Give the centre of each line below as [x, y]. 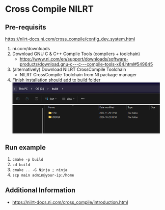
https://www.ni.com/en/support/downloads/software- [74, 59]
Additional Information [40, 190]
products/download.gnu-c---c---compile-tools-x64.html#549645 [86, 64]
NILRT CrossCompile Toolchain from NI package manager [78, 75]
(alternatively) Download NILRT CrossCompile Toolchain [69, 69]
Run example [25, 147]
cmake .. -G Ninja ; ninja [40, 170]
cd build [21, 165]
